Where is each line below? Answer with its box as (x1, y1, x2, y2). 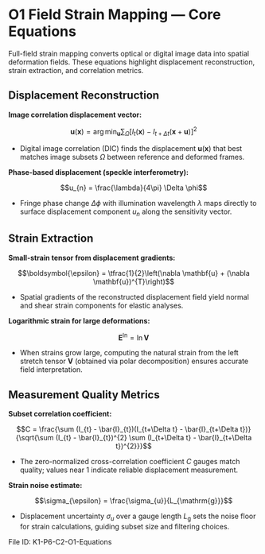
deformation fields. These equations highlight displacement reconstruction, (8, 57, 255, 67)
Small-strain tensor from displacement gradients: (8, 253, 176, 262)
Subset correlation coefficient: (8, 409, 112, 419)
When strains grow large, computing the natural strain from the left (19, 348, 239, 358)
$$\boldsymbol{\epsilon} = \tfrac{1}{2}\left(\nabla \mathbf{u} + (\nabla (17, 268, 251, 277)
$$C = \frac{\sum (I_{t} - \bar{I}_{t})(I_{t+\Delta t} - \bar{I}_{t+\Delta (16, 424, 239, 434)
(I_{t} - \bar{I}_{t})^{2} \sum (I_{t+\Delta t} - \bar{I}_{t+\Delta (55, 433, 252, 443)
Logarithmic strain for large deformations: (8, 316, 150, 325)
